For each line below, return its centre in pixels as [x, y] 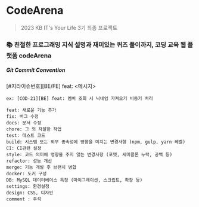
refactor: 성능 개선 [29, 161]
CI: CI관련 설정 [24, 148]
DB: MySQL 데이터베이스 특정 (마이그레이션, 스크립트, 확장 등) [74, 180]
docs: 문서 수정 [24, 123]
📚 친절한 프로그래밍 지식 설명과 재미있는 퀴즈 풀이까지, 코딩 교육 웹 [96, 44]
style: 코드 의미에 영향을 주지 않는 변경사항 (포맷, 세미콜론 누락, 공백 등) [89, 154]
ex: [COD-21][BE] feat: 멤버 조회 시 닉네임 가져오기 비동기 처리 [80, 98]
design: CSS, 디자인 [30, 193]
